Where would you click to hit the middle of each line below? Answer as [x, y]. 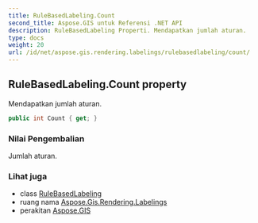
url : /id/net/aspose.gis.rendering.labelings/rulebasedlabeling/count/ [129, 52]
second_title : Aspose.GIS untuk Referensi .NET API [95, 23]
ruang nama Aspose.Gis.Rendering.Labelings [93, 202]
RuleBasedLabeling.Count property [98, 85]
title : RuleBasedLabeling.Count [62, 15]
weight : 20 [26, 45]
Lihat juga [28, 176]
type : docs [26, 38]
